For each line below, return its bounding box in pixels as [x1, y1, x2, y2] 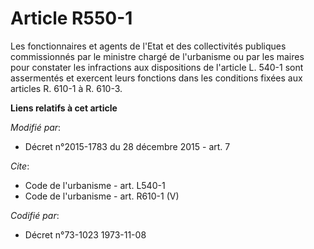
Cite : [10, 160, 30, 172]
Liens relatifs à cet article [10, 102, 118, 114]
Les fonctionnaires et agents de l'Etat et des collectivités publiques [10, 40, 287, 52]
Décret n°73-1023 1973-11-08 [24, 228, 147, 241]
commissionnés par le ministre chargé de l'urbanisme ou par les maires [10, 50, 305, 62]
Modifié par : [10, 121, 62, 133]
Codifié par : [10, 209, 60, 221]
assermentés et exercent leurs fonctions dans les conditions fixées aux [10, 72, 303, 84]
